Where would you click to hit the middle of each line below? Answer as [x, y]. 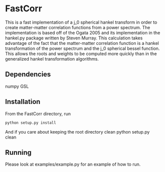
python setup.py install [31, 123]
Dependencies [28, 74]
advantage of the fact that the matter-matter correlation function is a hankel [82, 43]
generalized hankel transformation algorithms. [52, 59]
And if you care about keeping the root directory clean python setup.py [77, 132]
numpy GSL [17, 86]
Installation [23, 102]
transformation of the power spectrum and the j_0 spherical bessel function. [82, 48]
